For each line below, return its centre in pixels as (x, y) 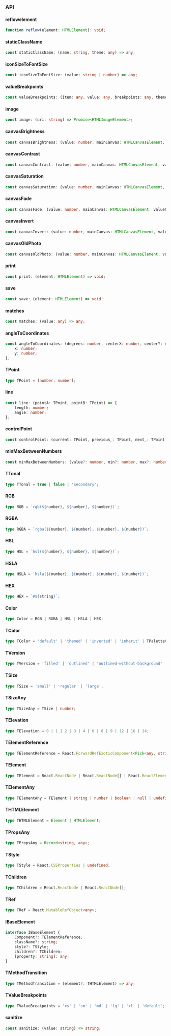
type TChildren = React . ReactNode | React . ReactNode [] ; (66, 888)
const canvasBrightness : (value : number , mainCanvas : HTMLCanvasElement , (85, 142)
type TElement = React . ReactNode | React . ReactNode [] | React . (74, 776)
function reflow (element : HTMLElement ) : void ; (55, 30)
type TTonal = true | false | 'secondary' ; (52, 484)
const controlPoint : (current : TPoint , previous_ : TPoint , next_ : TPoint (85, 439)
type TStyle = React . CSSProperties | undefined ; (58, 866)
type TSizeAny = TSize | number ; (41, 709)
